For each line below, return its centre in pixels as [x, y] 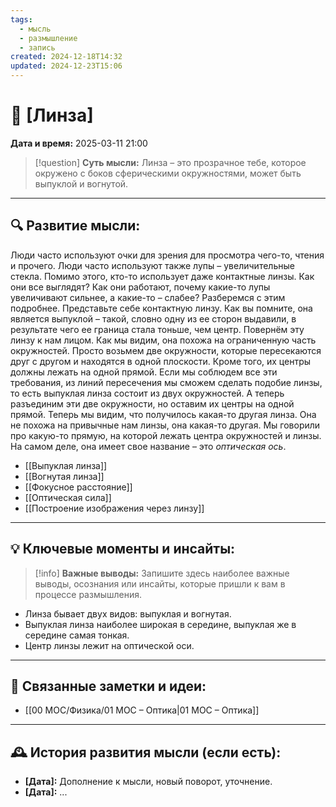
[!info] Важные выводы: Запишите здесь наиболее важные [162, 573]
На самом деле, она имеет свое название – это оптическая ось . [148, 446]
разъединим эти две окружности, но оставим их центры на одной [152, 403]
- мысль [35, 29]
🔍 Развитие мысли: [75, 226]
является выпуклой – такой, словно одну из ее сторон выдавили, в [153, 318]
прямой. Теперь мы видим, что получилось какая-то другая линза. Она [163, 414]
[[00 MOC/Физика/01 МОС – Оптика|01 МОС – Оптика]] [142, 710]
